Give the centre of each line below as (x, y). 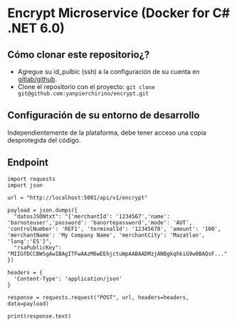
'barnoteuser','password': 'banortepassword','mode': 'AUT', (100, 222)
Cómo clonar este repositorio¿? (79, 54)
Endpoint (28, 163)
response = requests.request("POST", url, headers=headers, (99, 297)
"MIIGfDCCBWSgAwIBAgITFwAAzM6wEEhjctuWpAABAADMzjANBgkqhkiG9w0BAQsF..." (117, 254)
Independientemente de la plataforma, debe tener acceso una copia (107, 133)
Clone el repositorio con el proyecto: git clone (86, 87)
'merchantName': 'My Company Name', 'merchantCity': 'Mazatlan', (106, 235)
